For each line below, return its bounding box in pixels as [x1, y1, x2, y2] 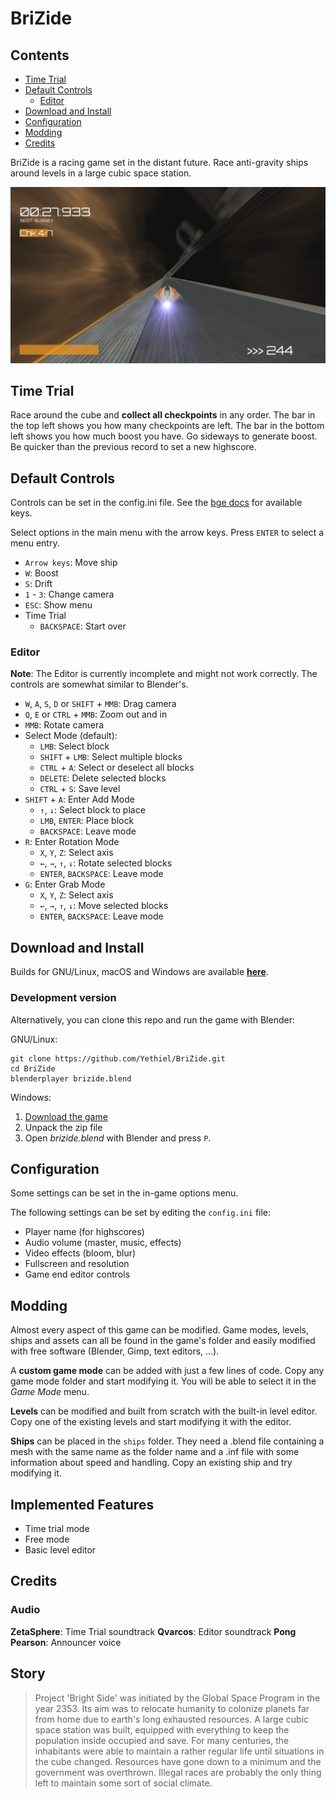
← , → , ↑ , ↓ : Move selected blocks [39, 900, 169, 912]
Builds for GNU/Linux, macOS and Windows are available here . [10, 966, 269, 978]
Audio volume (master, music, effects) [24, 1237, 182, 1249]
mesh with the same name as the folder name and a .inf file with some [10, 1446, 300, 1458]
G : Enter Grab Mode [24, 878, 106, 891]
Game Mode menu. [10, 1386, 90, 1398]
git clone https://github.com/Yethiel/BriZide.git [10, 1053, 226, 1064]
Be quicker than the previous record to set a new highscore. [10, 441, 257, 453]
